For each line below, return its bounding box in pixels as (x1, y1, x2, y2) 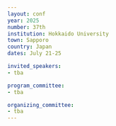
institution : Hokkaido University (7, 30, 110, 38)
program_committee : (7, 82, 65, 89)
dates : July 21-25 (7, 50, 62, 57)
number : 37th (7, 23, 46, 30)
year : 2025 (7, 17, 40, 24)
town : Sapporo (7, 37, 50, 44)
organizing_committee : (7, 101, 74, 108)
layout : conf (7, 10, 46, 18)
